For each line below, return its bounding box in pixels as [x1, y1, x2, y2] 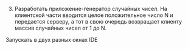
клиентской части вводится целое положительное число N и [14, 11, 174, 19]
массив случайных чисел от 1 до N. [14, 24, 107, 31]
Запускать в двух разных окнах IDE [5, 36, 98, 43]
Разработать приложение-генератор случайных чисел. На [14, 5, 168, 12]
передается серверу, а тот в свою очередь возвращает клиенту [14, 18, 183, 25]
